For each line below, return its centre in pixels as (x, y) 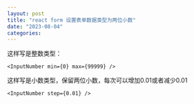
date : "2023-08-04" (35, 26)
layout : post (26, 14)
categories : (24, 33)
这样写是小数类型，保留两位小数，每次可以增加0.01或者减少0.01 (97, 80)
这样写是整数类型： (35, 53)
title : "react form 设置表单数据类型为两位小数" (71, 20)
